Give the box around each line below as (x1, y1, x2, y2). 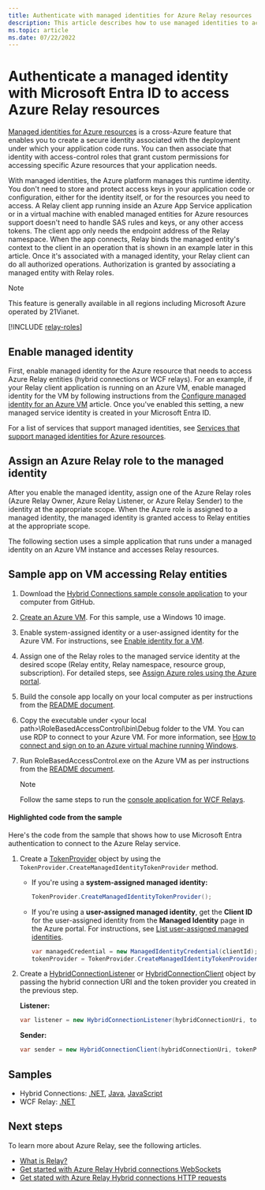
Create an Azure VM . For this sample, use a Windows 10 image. (19, 612, 226, 621)
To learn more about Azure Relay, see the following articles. (8, 1140, 202, 1150)
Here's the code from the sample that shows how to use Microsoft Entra (8, 830, 242, 840)
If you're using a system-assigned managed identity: (31, 877, 208, 887)
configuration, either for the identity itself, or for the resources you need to (8, 192, 250, 202)
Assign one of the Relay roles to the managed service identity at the (19, 651, 241, 661)
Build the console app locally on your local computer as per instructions (19, 692, 253, 701)
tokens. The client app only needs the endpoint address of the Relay (8, 226, 230, 236)
